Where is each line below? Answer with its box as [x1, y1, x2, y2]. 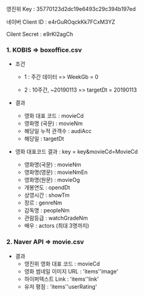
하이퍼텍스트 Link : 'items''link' [24, 275, 99, 283]
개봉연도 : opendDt [24, 184, 70, 191]
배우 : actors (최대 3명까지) [24, 222, 89, 229]
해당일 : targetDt [24, 135, 64, 142]
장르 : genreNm [24, 199, 63, 206]
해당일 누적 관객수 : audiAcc [24, 128, 92, 135]
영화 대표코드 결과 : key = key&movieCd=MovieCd [15, 148, 138, 156]
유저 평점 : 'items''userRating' [24, 283, 97, 290]
